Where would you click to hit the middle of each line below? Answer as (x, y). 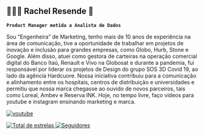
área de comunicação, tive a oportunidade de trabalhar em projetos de (95, 43)
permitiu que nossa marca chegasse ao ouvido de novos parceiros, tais (96, 89)
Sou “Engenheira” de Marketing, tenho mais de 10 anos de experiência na (99, 37)
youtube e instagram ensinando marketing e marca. (71, 101)
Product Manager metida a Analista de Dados (64, 25)
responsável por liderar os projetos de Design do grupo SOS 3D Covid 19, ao (102, 69)
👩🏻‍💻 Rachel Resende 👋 (50, 11)
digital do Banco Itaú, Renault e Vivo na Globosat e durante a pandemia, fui (100, 62)
